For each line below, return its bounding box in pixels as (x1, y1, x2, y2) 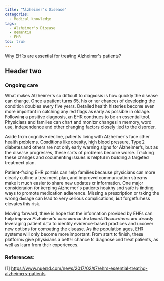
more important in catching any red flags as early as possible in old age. (5, 109, 151, 115)
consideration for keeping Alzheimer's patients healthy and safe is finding (5, 185, 154, 191)
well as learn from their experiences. (5, 242, 79, 248)
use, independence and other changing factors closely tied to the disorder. (5, 124, 156, 130)
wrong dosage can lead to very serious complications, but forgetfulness (5, 195, 150, 202)
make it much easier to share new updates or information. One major (5, 180, 143, 186)
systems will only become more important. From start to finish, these (5, 231, 143, 237)
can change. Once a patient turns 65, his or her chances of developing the (5, 98, 155, 104)
